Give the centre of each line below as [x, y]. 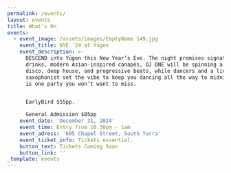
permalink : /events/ [37, 13]
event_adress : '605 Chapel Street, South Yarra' [90, 134]
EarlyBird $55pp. [50, 102]
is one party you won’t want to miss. [81, 84]
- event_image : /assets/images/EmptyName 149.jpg [86, 39]
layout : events [29, 20]
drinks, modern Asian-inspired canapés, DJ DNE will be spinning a [124, 65]
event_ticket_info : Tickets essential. [77, 140]
